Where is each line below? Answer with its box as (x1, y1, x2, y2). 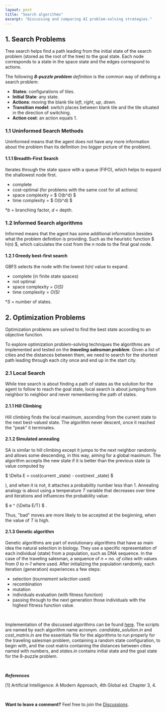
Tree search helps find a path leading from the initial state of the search (5, 48, 152, 54)
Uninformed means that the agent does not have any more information (5, 139, 150, 145)
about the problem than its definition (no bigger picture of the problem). (5, 144, 152, 150)
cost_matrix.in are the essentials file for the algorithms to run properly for (5, 632, 156, 638)
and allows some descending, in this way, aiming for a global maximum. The (5, 452, 161, 458)
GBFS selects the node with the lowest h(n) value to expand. (5, 264, 129, 270)
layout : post (5, 7, 32, 12)
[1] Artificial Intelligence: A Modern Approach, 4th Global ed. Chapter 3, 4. (5, 682, 157, 688)
